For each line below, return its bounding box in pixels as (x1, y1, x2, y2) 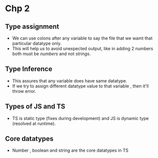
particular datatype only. (12, 40, 62, 46)
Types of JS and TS (5, 102, 66, 111)
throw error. (12, 88, 36, 94)
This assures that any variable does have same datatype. (12, 78, 127, 83)
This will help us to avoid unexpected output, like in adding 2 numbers (12, 46, 153, 51)
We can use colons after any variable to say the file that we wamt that (12, 35, 153, 41)
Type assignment (5, 22, 60, 31)
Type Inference (5, 65, 52, 73)
